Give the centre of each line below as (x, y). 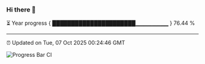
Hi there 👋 (21, 10)
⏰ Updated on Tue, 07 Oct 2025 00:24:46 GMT (66, 43)
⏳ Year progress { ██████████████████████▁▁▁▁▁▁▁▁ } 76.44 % (101, 23)
